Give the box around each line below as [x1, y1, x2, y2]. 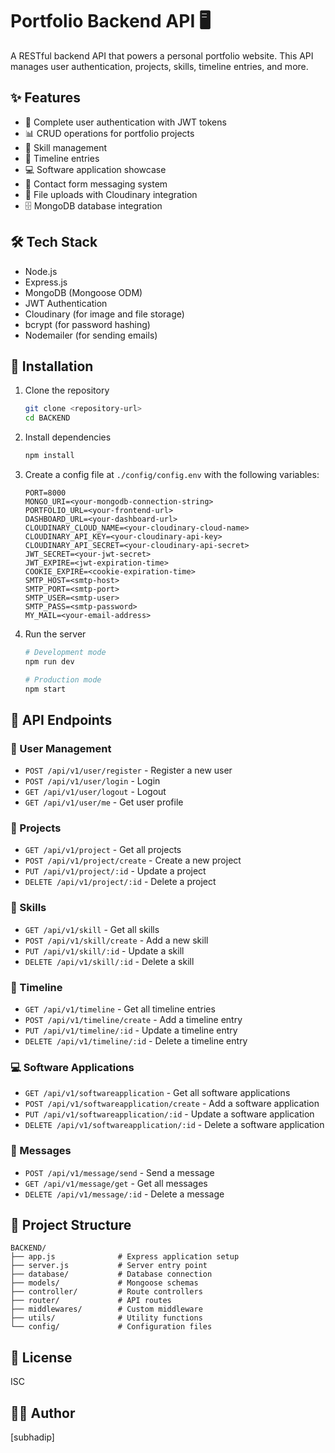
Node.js [24, 265, 58, 277]
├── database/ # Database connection [10, 1269, 213, 1280]
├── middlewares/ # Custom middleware [10, 1304, 203, 1315]
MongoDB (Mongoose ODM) [24, 286, 143, 298]
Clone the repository [24, 384, 110, 397]
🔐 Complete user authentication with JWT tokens [24, 116, 227, 128]
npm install [24, 451, 75, 461]
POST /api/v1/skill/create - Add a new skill [24, 934, 209, 946]
